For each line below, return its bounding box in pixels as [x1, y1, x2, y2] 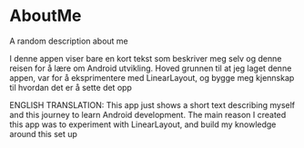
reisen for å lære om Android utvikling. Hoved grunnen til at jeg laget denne [9, 63, 292, 74]
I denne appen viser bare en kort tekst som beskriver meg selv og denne [9, 53, 282, 64]
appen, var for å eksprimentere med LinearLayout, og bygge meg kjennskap [9, 72, 295, 83]
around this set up [9, 128, 77, 139]
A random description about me [9, 35, 129, 46]
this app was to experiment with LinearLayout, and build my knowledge [9, 119, 277, 130]
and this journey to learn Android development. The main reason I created [9, 109, 287, 120]
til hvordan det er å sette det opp [9, 82, 132, 93]
